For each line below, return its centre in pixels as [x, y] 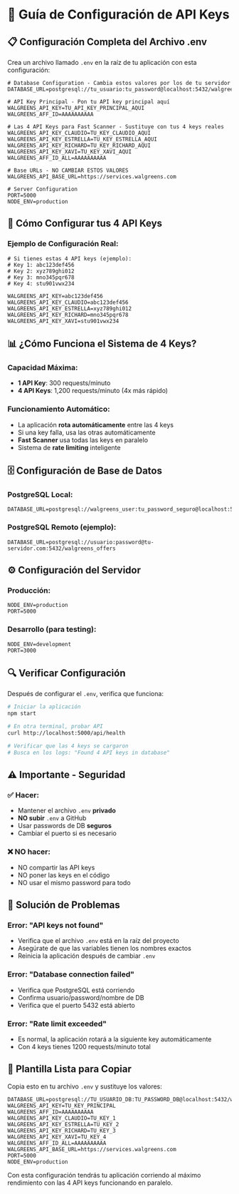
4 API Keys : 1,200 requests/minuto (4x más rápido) [93, 391]
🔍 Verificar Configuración [67, 673]
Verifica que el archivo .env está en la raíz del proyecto [98, 941]
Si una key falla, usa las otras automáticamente [86, 432]
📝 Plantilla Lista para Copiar [69, 1069]
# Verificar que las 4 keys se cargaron [68, 746]
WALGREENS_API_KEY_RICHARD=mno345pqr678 [68, 315]
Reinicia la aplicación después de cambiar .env [86, 956]
